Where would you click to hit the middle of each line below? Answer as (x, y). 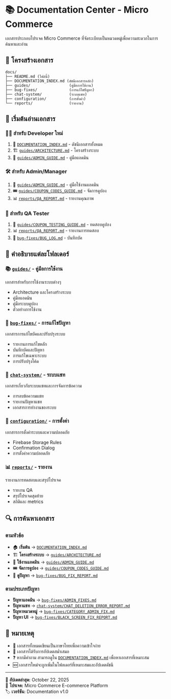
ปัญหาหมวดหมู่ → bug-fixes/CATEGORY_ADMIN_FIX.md (64, 611)
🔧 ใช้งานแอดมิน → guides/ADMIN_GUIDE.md (53, 562)
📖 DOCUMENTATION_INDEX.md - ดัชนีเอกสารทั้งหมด (58, 144)
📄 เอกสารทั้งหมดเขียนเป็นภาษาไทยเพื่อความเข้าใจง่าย (56, 646)
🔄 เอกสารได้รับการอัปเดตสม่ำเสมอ (41, 651)
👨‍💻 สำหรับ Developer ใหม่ (34, 133)
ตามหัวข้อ (15, 536)
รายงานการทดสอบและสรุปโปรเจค (33, 480)
